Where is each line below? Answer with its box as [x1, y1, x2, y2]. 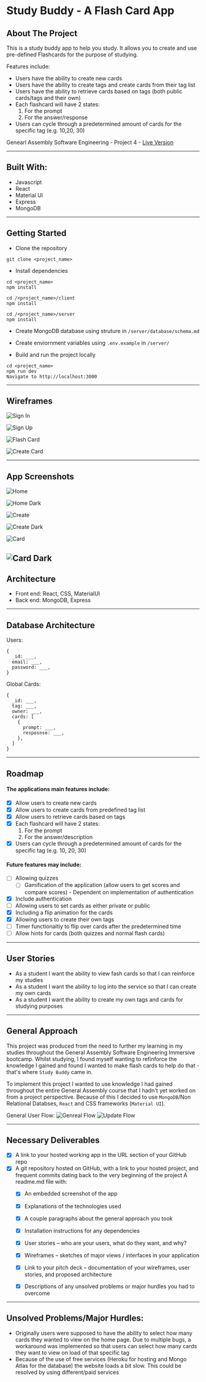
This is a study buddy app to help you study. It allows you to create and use [6, 44, 197, 52]
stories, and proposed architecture [24, 1270, 112, 1278]
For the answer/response [24, 114, 88, 121]
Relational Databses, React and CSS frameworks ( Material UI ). [6, 1099, 166, 1107]
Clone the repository [15, 244, 67, 251]
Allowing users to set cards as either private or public [15, 902, 150, 909]
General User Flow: [6, 1111, 55, 1119]
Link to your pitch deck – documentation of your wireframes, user [24, 1264, 190, 1271]
